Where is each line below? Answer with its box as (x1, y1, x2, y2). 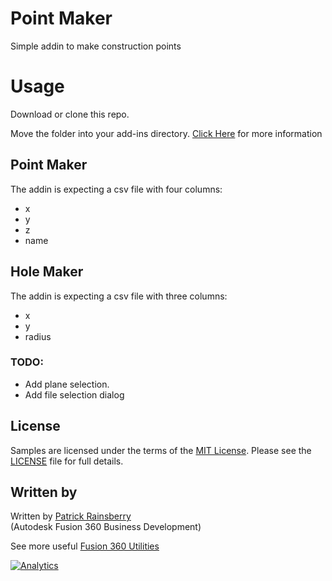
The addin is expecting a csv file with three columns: (10, 290, 228, 302)
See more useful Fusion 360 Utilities (10, 540, 160, 552)
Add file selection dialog (24, 388, 125, 401)
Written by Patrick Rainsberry (10, 510, 132, 522)
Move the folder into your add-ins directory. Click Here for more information (10, 127, 323, 139)
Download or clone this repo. (10, 108, 130, 120)
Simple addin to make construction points (10, 40, 182, 52)
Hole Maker (10, 263, 84, 281)
